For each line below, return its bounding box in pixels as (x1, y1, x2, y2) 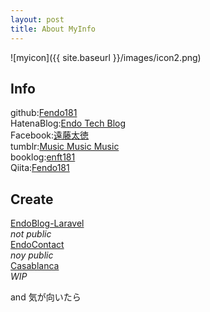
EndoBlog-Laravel (10, 217, 85, 230)
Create (10, 191, 54, 208)
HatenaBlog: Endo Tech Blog (10, 117, 127, 130)
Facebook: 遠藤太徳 (10, 129, 90, 141)
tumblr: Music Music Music (10, 141, 120, 153)
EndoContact (10, 239, 65, 251)
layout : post (10, 14, 65, 25)
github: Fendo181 (10, 107, 78, 119)
